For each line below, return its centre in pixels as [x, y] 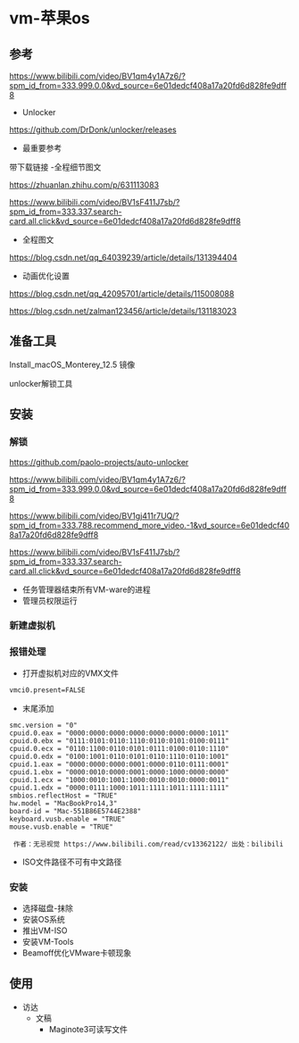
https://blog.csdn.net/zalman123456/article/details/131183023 [123, 311]
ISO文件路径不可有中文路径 [72, 862]
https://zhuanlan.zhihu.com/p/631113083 [84, 185]
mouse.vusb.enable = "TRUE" [62, 827]
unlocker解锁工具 [41, 383]
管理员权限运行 [50, 600]
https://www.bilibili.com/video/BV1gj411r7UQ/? [95, 515]
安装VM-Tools [48, 941]
